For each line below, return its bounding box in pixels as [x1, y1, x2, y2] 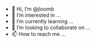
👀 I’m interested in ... [11, 12, 61, 19]
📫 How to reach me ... [11, 31, 66, 37]
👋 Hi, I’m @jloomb [11, 6, 54, 12]
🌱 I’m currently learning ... [11, 18, 74, 24]
